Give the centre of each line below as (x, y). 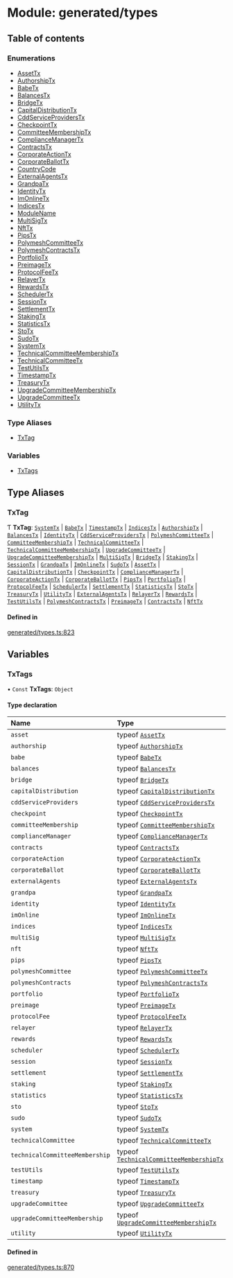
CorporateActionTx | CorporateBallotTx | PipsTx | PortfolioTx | (96, 579)
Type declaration (32, 705)
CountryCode (37, 169)
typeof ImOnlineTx (146, 915)
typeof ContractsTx (148, 847)
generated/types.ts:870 (41, 1268)
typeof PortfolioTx (148, 994)
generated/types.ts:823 (41, 632)
